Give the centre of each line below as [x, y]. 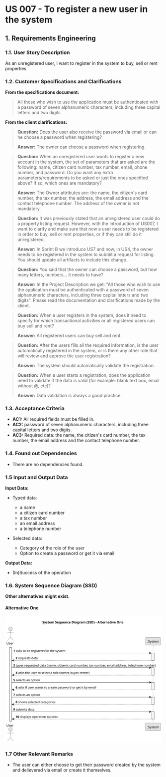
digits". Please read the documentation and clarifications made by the [88, 300]
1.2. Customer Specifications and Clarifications [63, 81]
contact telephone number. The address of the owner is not [78, 204]
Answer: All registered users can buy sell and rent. [69, 336]
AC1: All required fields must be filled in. [53, 419]
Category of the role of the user [52, 548]
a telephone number [40, 529]
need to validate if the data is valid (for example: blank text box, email [88, 381]
